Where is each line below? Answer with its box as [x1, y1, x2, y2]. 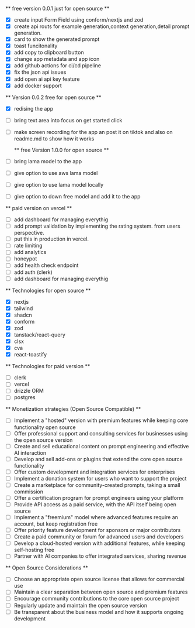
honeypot [13, 255, 37, 262]
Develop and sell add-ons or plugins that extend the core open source [13, 455, 183, 462]
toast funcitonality [13, 42, 58, 49]
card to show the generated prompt [13, 36, 100, 43]
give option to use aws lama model [13, 169, 98, 176]
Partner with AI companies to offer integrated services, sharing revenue [13, 552, 187, 560]
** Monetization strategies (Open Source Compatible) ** [5, 406, 141, 413]
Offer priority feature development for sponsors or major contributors [13, 527, 181, 534]
